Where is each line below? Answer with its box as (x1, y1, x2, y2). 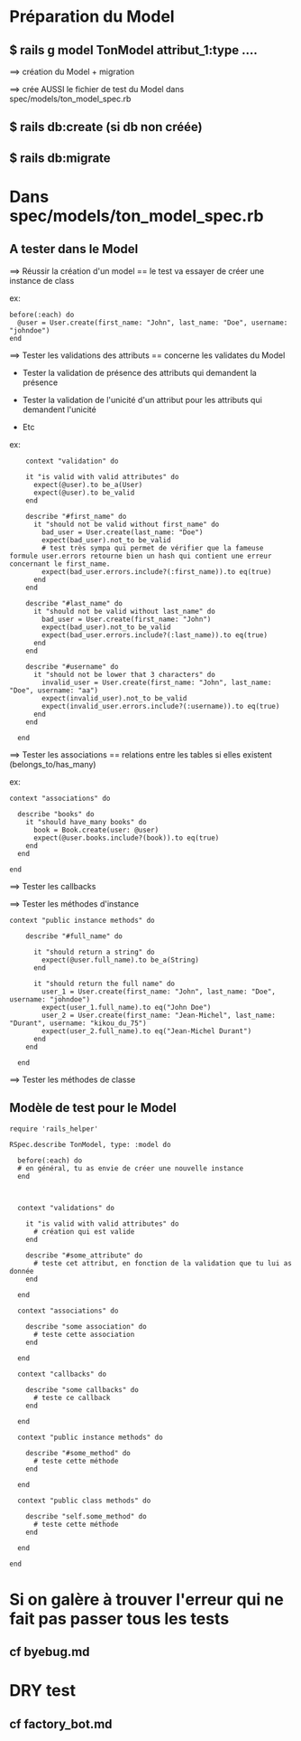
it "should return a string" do (32, 947, 155, 956)
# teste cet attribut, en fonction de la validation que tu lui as (32, 1258, 293, 1267)
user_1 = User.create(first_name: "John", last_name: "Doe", (41, 987, 277, 996)
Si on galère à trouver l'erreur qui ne (9, 1589, 284, 1610)
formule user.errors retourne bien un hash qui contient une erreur (9, 551, 272, 560)
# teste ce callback (32, 1393, 111, 1402)
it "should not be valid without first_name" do (32, 520, 220, 529)
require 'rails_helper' (9, 1124, 99, 1134)
